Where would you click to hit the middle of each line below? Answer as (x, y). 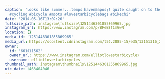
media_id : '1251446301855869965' (39, 37)
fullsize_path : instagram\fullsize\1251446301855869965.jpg (68, 23)
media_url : (16, 42)
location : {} (18, 32)
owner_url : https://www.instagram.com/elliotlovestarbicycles (74, 55)
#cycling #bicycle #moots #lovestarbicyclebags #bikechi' (70, 14)
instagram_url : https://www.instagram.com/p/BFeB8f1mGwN (65, 28)
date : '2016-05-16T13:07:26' (35, 19)
